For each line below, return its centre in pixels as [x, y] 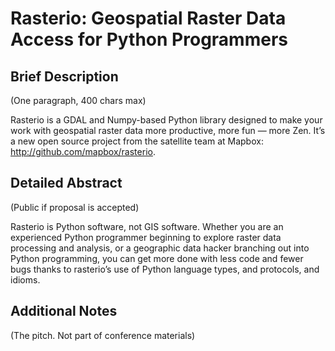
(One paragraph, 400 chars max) [78, 100]
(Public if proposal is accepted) [75, 207]
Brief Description [64, 76]
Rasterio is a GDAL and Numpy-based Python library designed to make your [166, 120]
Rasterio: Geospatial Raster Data [148, 18]
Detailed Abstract [66, 183]
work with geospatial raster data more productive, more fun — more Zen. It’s [168, 130]
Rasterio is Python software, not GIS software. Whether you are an [147, 226]
